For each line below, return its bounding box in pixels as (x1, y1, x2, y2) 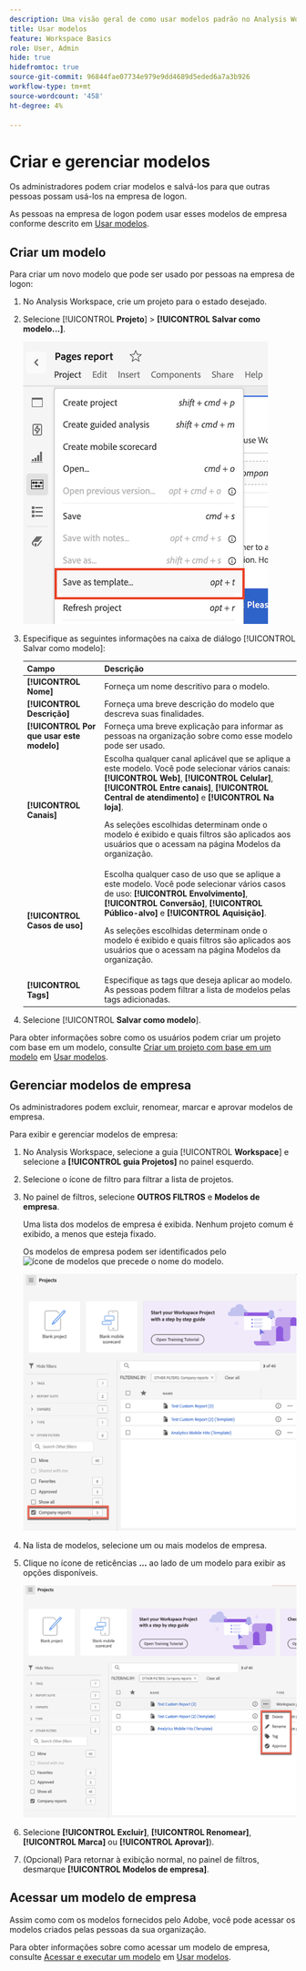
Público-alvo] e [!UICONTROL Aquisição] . (104, 907, 267, 918)
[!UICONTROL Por (26, 720, 97, 732)
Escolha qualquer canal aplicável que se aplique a (104, 752, 291, 764)
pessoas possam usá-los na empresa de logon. (9, 191, 188, 202)
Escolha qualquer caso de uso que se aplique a (104, 868, 280, 879)
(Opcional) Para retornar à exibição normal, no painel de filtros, (22, 1854, 260, 1864)
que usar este (26, 730, 81, 741)
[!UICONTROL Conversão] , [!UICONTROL (104, 897, 263, 908)
